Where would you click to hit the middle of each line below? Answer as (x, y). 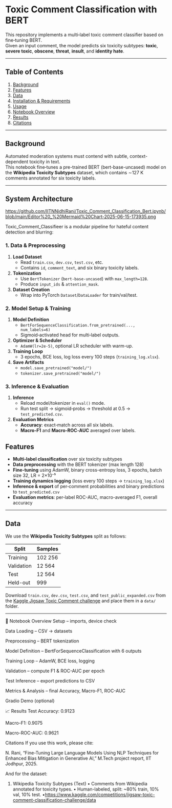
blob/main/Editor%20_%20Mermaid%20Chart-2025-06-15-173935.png (81, 217)
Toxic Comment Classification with (81, 10)
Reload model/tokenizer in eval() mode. (63, 403)
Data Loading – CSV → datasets (39, 631)
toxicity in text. (45, 161)
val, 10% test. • (29, 794)
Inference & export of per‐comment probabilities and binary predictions (89, 487)
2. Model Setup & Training (38, 308)
